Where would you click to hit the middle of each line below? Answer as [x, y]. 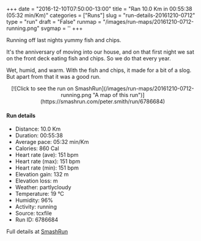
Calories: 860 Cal [37, 148]
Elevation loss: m [36, 181]
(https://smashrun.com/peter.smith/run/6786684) [103, 101]
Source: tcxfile [33, 214]
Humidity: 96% [34, 200]
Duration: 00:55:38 [39, 135]
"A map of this [111, 95]
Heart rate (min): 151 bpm [47, 168]
